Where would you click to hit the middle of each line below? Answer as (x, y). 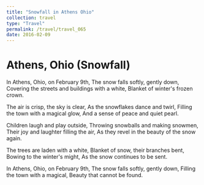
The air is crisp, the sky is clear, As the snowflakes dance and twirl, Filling (99, 107)
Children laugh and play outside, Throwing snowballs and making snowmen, (102, 126)
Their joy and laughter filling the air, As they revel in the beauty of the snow (101, 132)
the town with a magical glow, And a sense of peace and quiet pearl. (93, 113)
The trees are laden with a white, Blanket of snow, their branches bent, (96, 150)
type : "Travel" (26, 23)
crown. (15, 95)
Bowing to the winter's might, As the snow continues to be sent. (87, 157)
